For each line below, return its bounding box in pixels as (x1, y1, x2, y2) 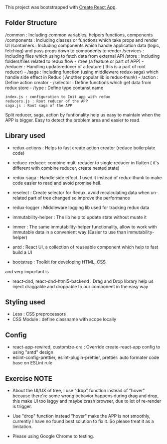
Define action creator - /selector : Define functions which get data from (5, 79, 152, 85)
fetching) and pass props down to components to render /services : (5, 47, 145, 54)
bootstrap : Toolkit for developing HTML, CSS (12, 259, 106, 265)
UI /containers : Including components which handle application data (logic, (5, 42, 161, 48)
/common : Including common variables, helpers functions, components (5, 32, 153, 38)
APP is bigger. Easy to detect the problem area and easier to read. (5, 117, 141, 123)
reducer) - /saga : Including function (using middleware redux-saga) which (5, 69, 159, 75)
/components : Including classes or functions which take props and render (5, 37, 158, 43)
